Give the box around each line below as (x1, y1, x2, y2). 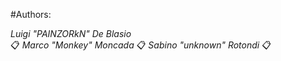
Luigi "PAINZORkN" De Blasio (10, 28, 132, 39)
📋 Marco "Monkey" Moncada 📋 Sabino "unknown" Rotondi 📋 (10, 39, 272, 51)
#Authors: (10, 9, 52, 20)
